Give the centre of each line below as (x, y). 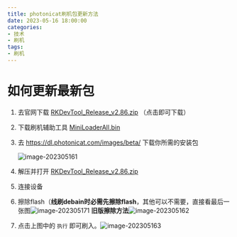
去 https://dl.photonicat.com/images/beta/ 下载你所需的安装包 (108, 142)
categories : (25, 27)
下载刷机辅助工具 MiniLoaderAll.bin (69, 127)
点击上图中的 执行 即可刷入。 (59, 226)
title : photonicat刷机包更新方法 (53, 14)
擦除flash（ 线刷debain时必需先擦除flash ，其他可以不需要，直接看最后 (120, 201)
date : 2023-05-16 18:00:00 (47, 21)
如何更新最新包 (51, 91)
